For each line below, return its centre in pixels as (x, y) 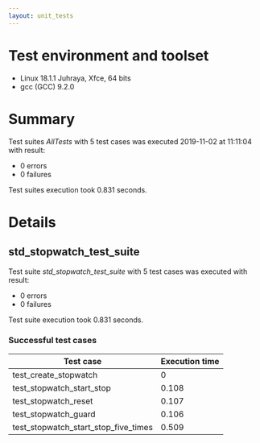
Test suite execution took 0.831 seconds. (76, 320)
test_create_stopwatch (55, 375)
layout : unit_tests (41, 16)
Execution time (190, 361)
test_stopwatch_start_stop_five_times (83, 427)
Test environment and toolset (109, 55)
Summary (41, 119)
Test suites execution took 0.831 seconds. (78, 189)
